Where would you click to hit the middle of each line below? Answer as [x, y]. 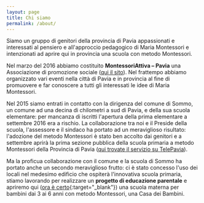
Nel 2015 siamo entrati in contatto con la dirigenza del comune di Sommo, [100, 104]
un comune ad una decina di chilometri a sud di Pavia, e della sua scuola [98, 110]
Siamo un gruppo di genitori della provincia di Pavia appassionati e [91, 41]
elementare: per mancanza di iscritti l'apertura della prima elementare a [97, 117]
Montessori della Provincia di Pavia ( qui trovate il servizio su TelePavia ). [97, 149]
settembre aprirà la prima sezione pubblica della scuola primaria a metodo [100, 143]
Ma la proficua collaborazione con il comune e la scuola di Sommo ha [94, 161]
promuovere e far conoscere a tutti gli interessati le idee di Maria [88, 85]
